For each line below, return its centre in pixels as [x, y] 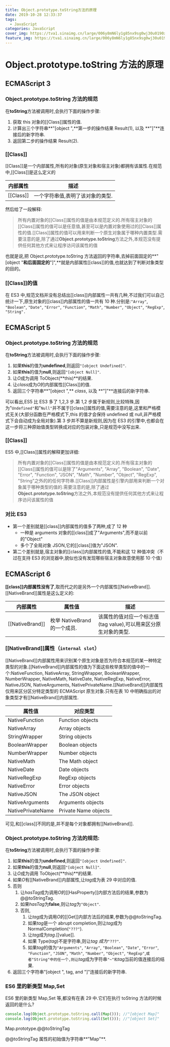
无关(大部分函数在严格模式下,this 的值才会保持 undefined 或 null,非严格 [83, 414]
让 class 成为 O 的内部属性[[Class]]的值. [52, 385]
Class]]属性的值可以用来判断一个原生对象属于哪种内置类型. [97, 233]
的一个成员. [63, 628]
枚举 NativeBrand [71, 621]
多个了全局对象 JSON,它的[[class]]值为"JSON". [69, 545]
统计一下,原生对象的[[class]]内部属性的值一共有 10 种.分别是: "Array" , [77, 301]
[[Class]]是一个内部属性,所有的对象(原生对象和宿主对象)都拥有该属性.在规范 [83, 166]
